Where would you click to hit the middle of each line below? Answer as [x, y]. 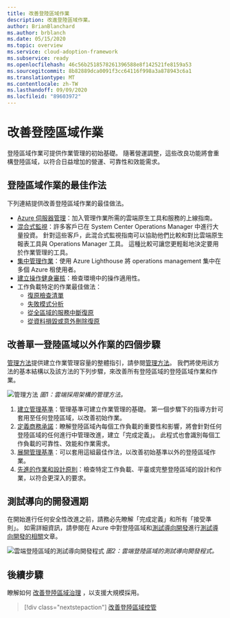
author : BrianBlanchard [41, 26]
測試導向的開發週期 [48, 501]
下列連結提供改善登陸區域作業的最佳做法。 [67, 203]
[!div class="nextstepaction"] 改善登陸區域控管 [90, 607]
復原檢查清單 [45, 295]
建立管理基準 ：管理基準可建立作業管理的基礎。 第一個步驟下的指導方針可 [120, 409]
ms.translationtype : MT [41, 77]
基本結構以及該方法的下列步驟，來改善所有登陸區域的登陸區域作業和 [115, 371]
